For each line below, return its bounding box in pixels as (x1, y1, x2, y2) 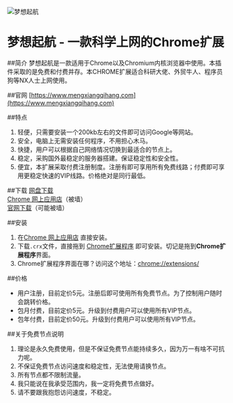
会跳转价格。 (17, 297, 54, 306)
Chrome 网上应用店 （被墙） (7, 195, 87, 203)
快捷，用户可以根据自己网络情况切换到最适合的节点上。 (17, 145, 176, 153)
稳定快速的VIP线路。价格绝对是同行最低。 (29, 171, 150, 180)
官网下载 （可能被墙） (7, 203, 68, 212)
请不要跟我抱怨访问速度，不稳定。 (17, 388, 115, 396)
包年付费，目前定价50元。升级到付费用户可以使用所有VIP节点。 (17, 315, 200, 323)
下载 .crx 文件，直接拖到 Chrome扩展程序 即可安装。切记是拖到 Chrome (17, 242, 220, 250)
